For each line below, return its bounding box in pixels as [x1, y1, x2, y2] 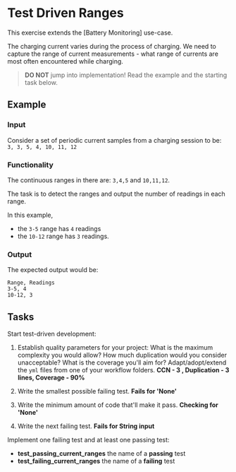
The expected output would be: [7, 266, 99, 274]
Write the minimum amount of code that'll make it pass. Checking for [17, 401, 218, 409]
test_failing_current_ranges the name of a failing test [17, 457, 175, 466]
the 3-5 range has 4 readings [17, 224, 101, 232]
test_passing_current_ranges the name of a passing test [17, 449, 186, 458]
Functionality [7, 160, 54, 170]
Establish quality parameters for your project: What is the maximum [17, 343, 213, 352]
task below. [24, 78, 58, 86]
